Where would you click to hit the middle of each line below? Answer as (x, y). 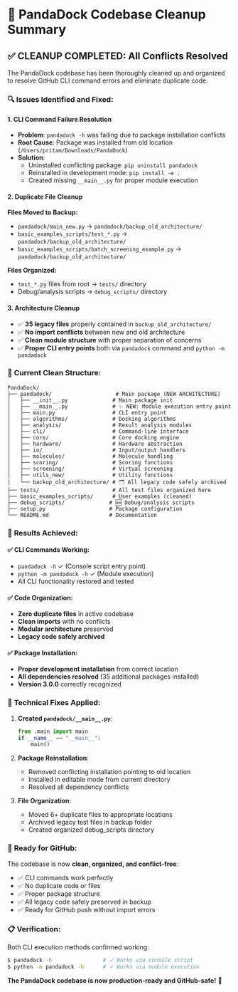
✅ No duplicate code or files (59, 885)
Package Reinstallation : (53, 758)
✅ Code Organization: (40, 597)
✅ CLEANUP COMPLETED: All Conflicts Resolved (118, 56)
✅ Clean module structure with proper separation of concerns (109, 340)
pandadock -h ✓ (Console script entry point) (82, 566)
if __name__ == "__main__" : (59, 738)
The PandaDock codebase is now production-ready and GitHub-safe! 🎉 (115, 980)
